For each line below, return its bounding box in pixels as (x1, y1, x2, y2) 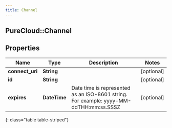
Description (89, 59, 118, 66)
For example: (71, 97, 103, 104)
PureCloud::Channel (5, 27, 72, 35)
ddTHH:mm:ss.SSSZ (71, 103, 120, 111)
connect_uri (8, 68, 38, 75)
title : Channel (5, 7, 38, 13)
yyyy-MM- (103, 97, 132, 104)
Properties (5, 44, 40, 53)
